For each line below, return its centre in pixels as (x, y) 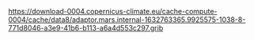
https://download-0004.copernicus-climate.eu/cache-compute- (113, 11)
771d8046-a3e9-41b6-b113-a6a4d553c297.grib (86, 28)
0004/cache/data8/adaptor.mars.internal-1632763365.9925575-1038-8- (127, 20)
